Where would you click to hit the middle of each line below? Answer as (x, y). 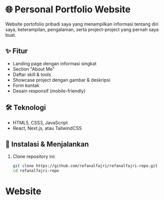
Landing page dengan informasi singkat (55, 63)
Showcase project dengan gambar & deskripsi (61, 80)
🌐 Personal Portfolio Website (68, 10)
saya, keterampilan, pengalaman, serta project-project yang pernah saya (82, 29)
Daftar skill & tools (32, 74)
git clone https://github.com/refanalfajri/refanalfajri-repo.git (85, 166)
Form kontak (26, 85)
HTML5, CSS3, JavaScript (40, 122)
